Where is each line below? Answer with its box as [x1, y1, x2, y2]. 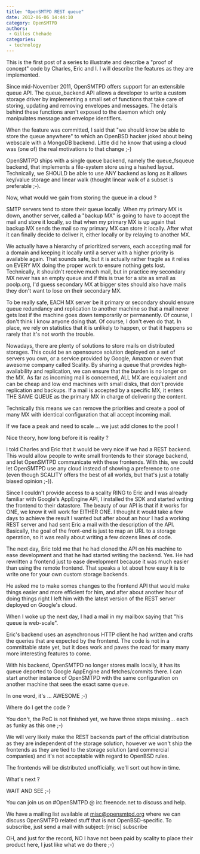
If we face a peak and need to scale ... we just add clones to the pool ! [6, 423, 179, 430]
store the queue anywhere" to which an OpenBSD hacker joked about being [6, 132, 193, 139]
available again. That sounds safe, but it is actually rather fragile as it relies [6, 255, 190, 262]
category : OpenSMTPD [6, 20, 58, 26]
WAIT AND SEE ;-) [6, 787, 51, 794]
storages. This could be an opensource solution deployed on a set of [6, 348, 176, 355]
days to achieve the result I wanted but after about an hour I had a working [6, 514, 190, 521]
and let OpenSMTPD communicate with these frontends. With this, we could [6, 458, 193, 466]
